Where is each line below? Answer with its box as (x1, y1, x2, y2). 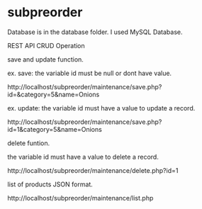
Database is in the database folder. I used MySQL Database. (7, 28, 183, 36)
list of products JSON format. (7, 180, 94, 188)
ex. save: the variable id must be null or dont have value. (7, 69, 172, 77)
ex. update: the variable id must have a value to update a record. (7, 103, 196, 112)
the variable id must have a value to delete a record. (7, 152, 159, 161)
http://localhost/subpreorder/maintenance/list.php (7, 193, 154, 202)
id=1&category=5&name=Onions (7, 125, 103, 133)
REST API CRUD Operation (7, 41, 85, 50)
